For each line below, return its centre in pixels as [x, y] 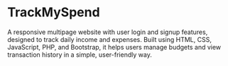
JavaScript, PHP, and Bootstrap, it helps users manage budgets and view [114, 47]
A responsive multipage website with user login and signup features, [108, 32]
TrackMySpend [54, 12]
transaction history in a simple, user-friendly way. [80, 55]
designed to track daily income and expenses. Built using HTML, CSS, [109, 39]
